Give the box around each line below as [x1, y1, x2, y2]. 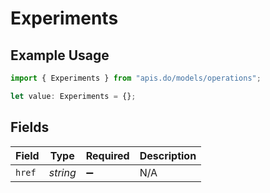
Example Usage [10, 47, 110, 64]
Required [85, 148, 130, 162]
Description [139, 148, 197, 162]
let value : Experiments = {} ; [10, 91, 137, 101]
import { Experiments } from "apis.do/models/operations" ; [10, 73, 262, 83]
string [48, 165, 77, 179]
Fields [10, 119, 50, 136]
